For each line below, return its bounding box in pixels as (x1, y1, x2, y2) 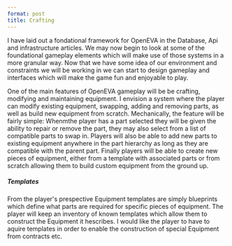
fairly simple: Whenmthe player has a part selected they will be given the (7, 116, 217, 125)
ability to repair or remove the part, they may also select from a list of (7, 124, 206, 132)
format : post (7, 10, 45, 18)
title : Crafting (7, 17, 55, 24)
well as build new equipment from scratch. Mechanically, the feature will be (7, 109, 225, 118)
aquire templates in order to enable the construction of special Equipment (7, 225, 219, 233)
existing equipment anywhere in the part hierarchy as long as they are (7, 139, 208, 147)
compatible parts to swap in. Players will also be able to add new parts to (7, 131, 218, 140)
